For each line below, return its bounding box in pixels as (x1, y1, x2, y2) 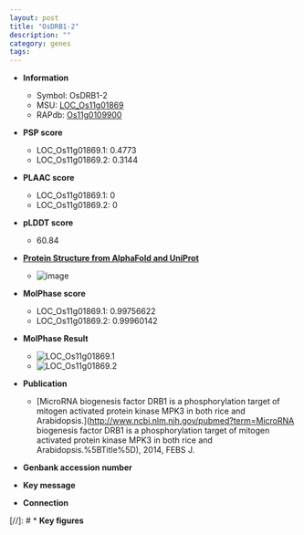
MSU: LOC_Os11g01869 (36, 100, 124, 110)
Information (22, 72, 69, 83)
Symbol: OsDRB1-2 (36, 90, 108, 101)
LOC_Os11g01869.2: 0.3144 (36, 154, 139, 165)
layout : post (9, 13, 59, 23)
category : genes (9, 38, 71, 48)
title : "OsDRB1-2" (9, 22, 79, 31)
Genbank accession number (22, 462, 132, 473)
